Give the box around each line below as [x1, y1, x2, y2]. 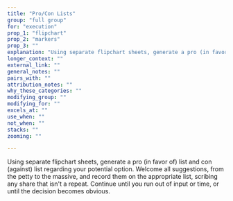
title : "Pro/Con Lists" [7, 10, 76, 17]
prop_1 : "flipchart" [7, 29, 67, 37]
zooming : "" [7, 132, 42, 139]
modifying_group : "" [7, 94, 67, 101]
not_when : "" [7, 119, 45, 127]
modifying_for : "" [7, 101, 60, 107]
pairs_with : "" [7, 74, 51, 82]
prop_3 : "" [7, 42, 39, 49]
